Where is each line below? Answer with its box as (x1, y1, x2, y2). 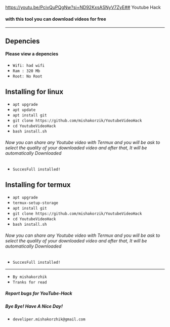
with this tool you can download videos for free (5, 16, 106, 22)
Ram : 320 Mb (12, 68, 40, 73)
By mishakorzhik (12, 274, 47, 279)
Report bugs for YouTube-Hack (5, 291, 72, 297)
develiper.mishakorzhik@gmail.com (12, 317, 86, 322)
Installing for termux (5, 181, 71, 189)
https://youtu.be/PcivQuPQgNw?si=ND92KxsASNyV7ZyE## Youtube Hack (5, 5, 161, 10)
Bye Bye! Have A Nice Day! (5, 303, 63, 309)
